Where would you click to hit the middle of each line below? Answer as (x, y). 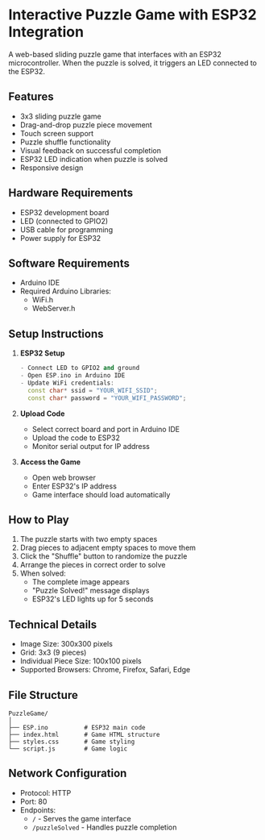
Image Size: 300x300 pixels (66, 644)
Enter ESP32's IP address (74, 486)
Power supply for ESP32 (60, 238)
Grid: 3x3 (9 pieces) (53, 653)
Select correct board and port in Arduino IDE (106, 429)
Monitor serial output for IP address (91, 446)
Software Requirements (69, 263)
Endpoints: (38, 810)
